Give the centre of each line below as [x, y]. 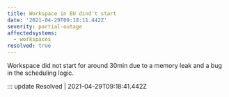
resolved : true [29, 46]
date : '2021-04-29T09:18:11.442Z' [57, 20]
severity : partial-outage [45, 26]
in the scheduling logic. [41, 73]
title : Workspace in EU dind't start [62, 14]
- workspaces [32, 39]
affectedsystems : [32, 33]
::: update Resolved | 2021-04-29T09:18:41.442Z [77, 86]
